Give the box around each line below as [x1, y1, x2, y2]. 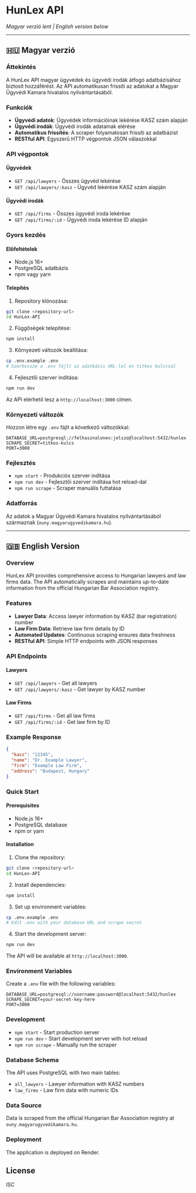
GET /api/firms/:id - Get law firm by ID [14, 719, 110, 726]
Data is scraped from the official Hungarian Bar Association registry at [6, 1115, 174, 1122]
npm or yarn [14, 827, 44, 835]
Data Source [6, 1101, 42, 1109]
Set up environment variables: [14, 903, 87, 910]
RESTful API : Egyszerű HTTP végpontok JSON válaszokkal [14, 135, 157, 142]
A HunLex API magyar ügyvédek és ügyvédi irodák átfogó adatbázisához [6, 76, 181, 83]
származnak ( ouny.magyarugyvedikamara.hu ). [6, 519, 113, 526]
